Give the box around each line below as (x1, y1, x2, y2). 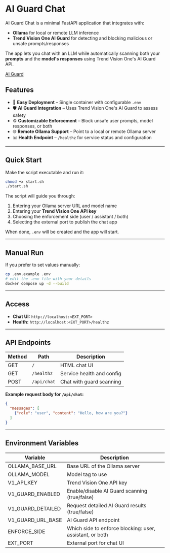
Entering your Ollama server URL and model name (12, 203, 117, 209)
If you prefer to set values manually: (5, 262, 80, 268)
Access (5, 300, 29, 309)
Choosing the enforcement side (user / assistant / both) (12, 214, 129, 220)
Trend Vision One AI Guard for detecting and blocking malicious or (12, 35, 153, 41)
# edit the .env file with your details (5, 276, 92, 281)
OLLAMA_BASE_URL (8, 463, 57, 470)
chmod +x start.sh (5, 179, 44, 184)
